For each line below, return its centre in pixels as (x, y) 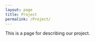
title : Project (21, 14)
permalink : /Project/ (28, 19)
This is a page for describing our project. (47, 33)
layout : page (19, 10)
